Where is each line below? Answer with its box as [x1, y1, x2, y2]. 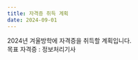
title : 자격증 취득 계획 [7, 10, 69, 17]
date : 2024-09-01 [7, 17, 58, 23]
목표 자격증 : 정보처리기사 [7, 45, 76, 53]
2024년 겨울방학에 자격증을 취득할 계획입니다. [7, 36, 132, 45]
